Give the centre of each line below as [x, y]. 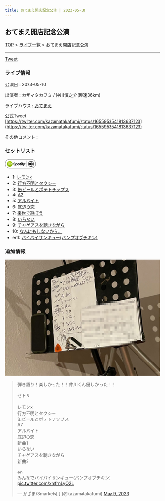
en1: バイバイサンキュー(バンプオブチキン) [55, 238]
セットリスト [20, 151]
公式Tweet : [17, 116]
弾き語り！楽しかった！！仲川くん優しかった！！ [67, 384]
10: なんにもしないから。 [37, 231]
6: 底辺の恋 [24, 207]
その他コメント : [21, 137]
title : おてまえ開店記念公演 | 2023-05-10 [45, 10]
